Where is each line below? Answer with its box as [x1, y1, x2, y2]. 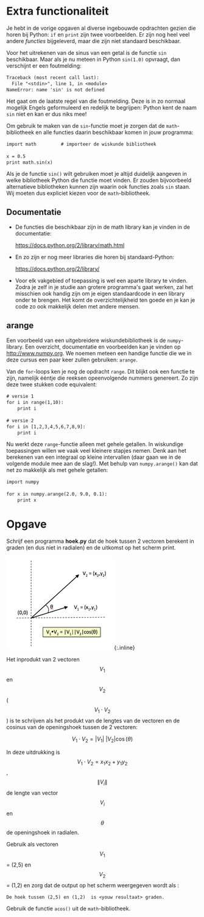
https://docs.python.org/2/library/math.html [15, 242, 125, 249]
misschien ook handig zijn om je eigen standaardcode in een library [15, 290, 185, 297]
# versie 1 [6, 393, 34, 399]
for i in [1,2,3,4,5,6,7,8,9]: [6, 424, 86, 430]
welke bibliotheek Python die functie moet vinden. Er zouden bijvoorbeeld [6, 176, 192, 184]
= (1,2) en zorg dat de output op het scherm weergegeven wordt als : [6, 881, 180, 889]
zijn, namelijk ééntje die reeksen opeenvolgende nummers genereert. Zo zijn [6, 374, 199, 382]
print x [17, 497, 37, 503]
